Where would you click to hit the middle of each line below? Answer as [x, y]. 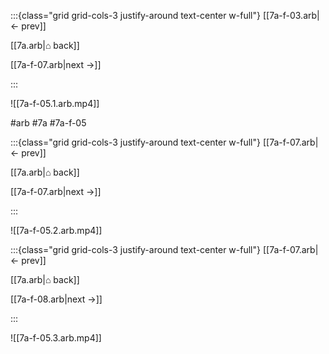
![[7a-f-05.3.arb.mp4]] [56, 338]
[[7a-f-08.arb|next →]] [56, 299]
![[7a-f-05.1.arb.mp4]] [55, 103]
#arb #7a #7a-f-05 [48, 123]
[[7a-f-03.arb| [291, 15]
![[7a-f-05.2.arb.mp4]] [56, 230]
